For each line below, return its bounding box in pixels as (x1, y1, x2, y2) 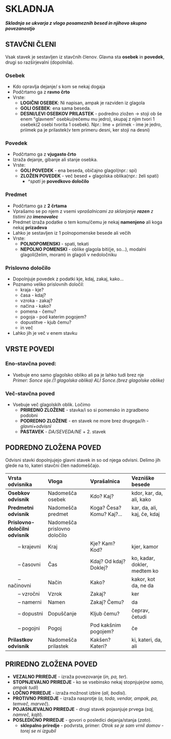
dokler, (131, 561, 149, 568)
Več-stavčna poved (5, 390, 55, 397)
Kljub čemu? (90, 610, 120, 617)
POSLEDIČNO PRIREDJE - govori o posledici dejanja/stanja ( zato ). (12, 717, 152, 723)
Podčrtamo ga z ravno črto (12, 89, 70, 95)
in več (20, 325, 33, 331)
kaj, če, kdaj (131, 510, 160, 518)
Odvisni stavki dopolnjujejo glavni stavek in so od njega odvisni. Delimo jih (5, 457, 161, 463)
